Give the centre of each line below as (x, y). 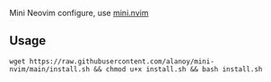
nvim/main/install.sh (50, 69)
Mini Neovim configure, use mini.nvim (79, 13)
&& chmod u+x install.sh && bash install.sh (178, 69)
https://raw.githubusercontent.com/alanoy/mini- (122, 61)
